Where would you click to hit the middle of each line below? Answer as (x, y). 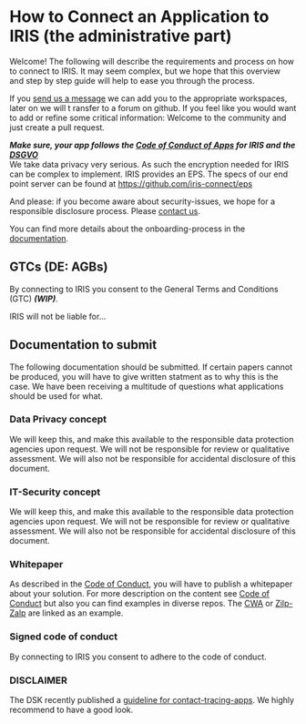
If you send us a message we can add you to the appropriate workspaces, (148, 98)
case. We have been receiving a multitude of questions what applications (147, 386)
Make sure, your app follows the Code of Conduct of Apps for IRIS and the (153, 145)
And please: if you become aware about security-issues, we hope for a (143, 201)
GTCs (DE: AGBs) (59, 267)
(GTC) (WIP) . (34, 299)
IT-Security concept (55, 492)
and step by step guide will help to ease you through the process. (132, 80)
